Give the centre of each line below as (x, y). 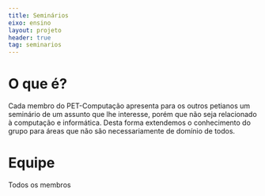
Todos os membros (40, 185)
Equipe (32, 163)
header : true (30, 38)
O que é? (38, 84)
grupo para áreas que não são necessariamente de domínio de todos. (122, 131)
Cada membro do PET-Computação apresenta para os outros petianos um (129, 106)
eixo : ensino (30, 23)
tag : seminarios (35, 45)
